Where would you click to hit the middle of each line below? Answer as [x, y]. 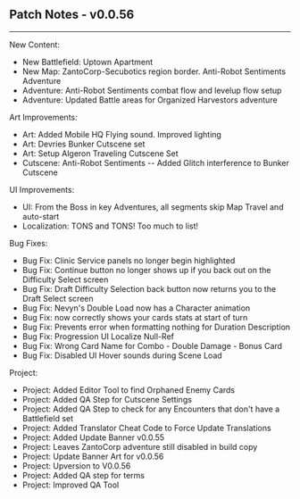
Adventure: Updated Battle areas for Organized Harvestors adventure [150, 100]
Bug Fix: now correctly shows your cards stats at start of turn [135, 317]
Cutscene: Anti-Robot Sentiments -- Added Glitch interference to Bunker [156, 162]
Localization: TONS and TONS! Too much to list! [110, 226]
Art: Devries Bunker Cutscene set [83, 144]
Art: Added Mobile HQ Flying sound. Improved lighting [121, 134]
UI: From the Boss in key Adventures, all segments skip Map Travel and [153, 207]
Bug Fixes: [29, 243]
